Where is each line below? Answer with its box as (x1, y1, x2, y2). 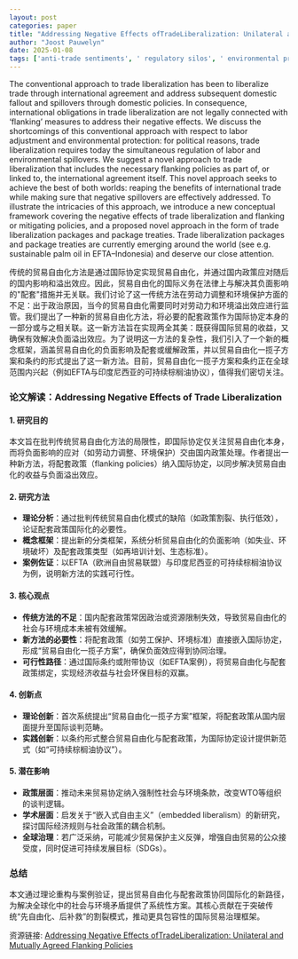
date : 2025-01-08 (9, 46, 74, 55)
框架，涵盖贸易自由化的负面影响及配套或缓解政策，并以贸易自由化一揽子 (16, 345, 281, 355)
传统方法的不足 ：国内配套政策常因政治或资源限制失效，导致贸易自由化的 (21, 612, 286, 622)
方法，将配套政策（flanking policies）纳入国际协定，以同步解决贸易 (24, 458, 271, 469)
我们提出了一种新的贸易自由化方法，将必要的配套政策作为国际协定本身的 (24, 312, 289, 321)
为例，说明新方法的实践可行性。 (21, 568, 139, 579)
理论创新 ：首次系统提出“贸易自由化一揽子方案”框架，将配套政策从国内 (21, 710, 278, 721)
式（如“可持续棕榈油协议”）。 (21, 743, 127, 755)
